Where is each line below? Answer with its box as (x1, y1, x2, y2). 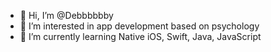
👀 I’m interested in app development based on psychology (19, 20, 260, 32)
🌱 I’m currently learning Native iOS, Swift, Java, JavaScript (19, 31, 262, 42)
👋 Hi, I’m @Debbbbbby (19, 10, 114, 21)
